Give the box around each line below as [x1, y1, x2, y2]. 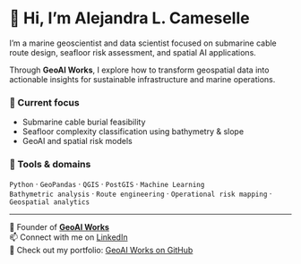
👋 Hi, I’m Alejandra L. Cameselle [9, 8, 250, 29]
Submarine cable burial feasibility [21, 116, 146, 128]
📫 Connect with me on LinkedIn [9, 232, 128, 243]
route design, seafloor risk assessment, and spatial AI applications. [9, 47, 257, 57]
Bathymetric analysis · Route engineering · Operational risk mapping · [9, 188, 272, 199]
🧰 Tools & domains [9, 158, 91, 171]
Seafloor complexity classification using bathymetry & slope [21, 126, 245, 137]
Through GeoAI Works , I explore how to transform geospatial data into [9, 64, 270, 75]
